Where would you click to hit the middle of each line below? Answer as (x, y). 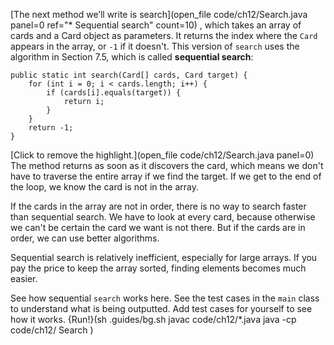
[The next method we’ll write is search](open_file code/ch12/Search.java (159, 14)
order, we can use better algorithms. (85, 238)
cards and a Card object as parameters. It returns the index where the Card (164, 35)
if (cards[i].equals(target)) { (114, 93)
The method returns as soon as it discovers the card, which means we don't (167, 165)
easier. (24, 278)
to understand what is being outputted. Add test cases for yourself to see (161, 308)
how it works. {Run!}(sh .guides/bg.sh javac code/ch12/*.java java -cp (153, 319)
